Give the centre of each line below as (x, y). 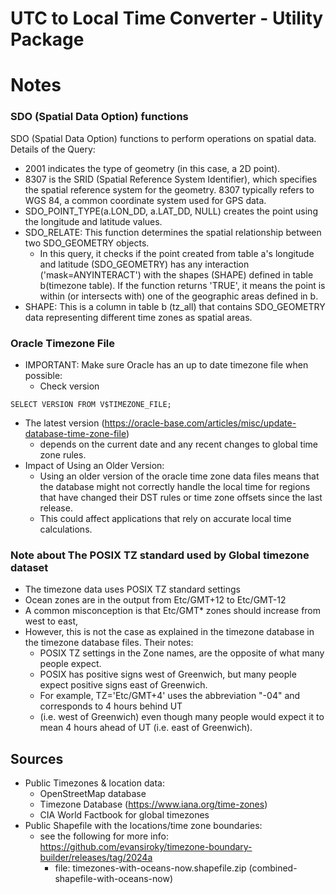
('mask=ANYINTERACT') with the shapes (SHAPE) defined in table (176, 274)
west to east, (51, 621)
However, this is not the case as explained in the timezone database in (169, 632)
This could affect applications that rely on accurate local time (165, 518)
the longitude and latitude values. (93, 221)
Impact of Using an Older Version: (94, 465)
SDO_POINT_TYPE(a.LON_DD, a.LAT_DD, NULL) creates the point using (171, 211)
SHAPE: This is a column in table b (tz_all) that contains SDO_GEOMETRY (175, 306)
